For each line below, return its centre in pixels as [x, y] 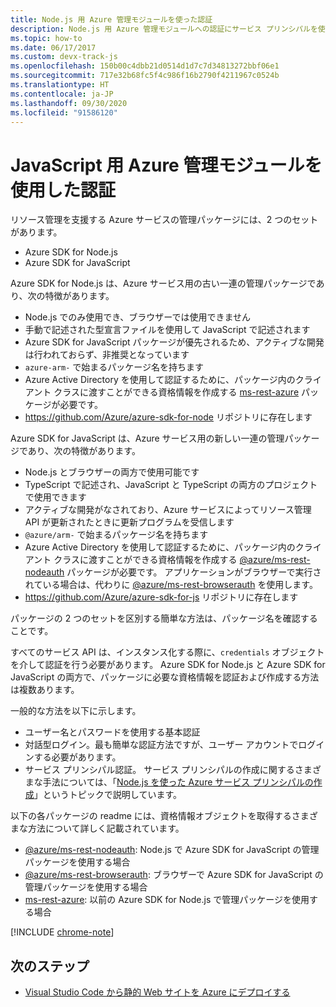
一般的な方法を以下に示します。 [76, 711]
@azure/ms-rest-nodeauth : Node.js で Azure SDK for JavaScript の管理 [172, 850]
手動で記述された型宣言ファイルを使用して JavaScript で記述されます [167, 330]
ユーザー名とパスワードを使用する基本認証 [112, 732]
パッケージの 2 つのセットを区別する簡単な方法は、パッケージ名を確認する [164, 618]
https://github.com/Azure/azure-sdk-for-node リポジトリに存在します [168, 417]
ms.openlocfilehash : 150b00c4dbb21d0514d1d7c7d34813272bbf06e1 [145, 66]
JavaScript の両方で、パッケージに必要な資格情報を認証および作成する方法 [165, 677]
